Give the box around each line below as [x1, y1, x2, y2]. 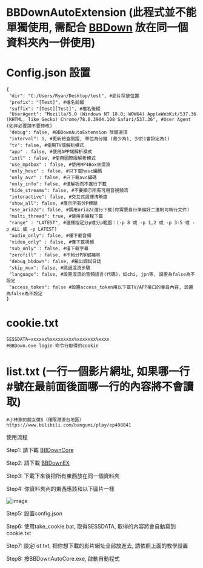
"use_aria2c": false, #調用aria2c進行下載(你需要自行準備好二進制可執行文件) [8, 207, 190, 213]
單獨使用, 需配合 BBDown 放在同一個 [6, 21, 188, 35]
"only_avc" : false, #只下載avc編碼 [8, 174, 97, 181]
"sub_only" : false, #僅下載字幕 [8, 245, 89, 252]
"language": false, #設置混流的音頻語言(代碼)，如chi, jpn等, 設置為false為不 [8, 272, 195, 278]
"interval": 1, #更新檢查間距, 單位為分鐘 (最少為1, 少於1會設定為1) [8, 136, 170, 142]
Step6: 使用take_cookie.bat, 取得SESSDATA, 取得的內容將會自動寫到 [6, 523, 176, 530]
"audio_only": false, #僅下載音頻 [8, 233, 92, 239]
